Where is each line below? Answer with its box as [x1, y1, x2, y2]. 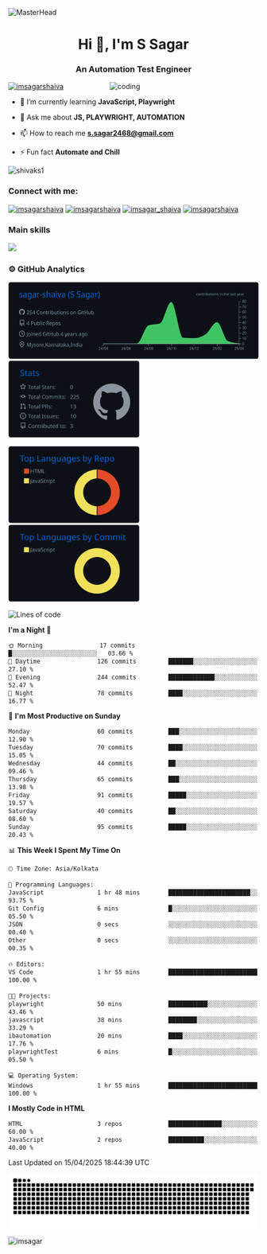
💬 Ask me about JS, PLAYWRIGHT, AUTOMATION [19, 112, 185, 123]
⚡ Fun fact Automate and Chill [19, 147, 121, 157]
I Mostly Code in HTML [8, 1104, 85, 1113]
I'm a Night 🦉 [8, 625, 52, 635]
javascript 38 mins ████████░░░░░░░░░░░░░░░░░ [8, 1016, 258, 1024]
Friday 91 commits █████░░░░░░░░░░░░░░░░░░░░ [8, 792, 258, 800]
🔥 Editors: [8, 960, 45, 968]
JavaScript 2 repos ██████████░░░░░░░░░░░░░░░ [8, 1136, 258, 1144]
